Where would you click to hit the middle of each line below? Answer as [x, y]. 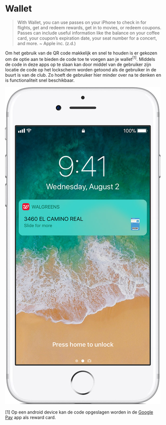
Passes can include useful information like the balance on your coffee [88, 33]
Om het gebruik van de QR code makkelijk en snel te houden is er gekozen [81, 53]
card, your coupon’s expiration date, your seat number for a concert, [87, 38]
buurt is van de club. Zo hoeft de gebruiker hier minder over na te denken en [83, 75]
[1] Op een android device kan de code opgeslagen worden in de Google [79, 412]
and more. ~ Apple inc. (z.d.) [46, 43]
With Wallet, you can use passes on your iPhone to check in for [82, 22]
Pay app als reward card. [30, 417]
